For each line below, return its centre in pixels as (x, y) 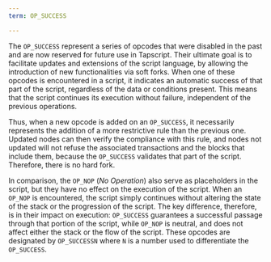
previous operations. (43, 106)
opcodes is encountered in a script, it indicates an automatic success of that (135, 80)
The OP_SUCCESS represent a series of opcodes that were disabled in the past (135, 46)
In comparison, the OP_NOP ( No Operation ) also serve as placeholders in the (133, 180)
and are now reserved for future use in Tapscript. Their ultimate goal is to (130, 54)
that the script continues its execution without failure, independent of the (129, 97)
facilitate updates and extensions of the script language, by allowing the (128, 63)
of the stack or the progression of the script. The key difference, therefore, (133, 206)
